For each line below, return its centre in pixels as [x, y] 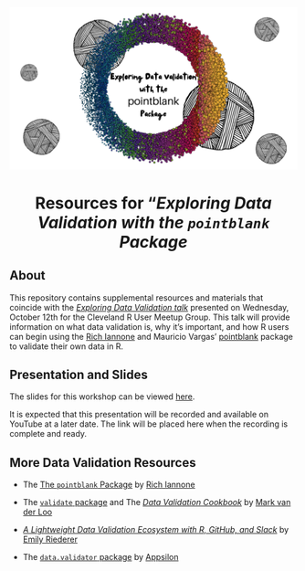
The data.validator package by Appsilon [100, 557]
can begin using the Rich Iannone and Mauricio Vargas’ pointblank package [152, 336]
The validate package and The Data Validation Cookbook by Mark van [157, 502]
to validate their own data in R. [67, 346]
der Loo [37, 512]
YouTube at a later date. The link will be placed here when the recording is [149, 424]
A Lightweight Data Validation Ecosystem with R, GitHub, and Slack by [156, 530]
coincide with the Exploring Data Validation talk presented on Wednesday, [149, 307]
